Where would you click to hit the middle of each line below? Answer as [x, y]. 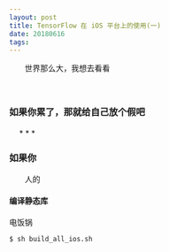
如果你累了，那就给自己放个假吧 [77, 112]
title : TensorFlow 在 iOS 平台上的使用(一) [85, 26]
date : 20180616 [37, 34]
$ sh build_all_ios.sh [51, 240]
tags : [19, 42]
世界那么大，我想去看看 [67, 68]
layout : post [33, 17]
